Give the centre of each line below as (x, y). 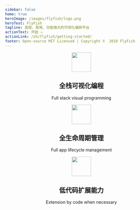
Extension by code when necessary (81, 202)
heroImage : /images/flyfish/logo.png (43, 18)
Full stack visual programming (81, 98)
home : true (16, 14)
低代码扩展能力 (81, 190)
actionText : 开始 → (24, 32)
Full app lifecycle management (81, 150)
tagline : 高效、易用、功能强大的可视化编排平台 (47, 28)
